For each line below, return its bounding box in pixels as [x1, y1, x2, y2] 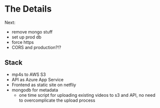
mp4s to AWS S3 [11, 72, 46, 77]
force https [11, 39, 34, 45]
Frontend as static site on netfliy [11, 82, 77, 88]
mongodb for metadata [11, 87, 59, 93]
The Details [4, 3, 52, 15]
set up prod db [11, 34, 42, 40]
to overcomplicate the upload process [19, 97, 96, 103]
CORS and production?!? [11, 44, 61, 50]
